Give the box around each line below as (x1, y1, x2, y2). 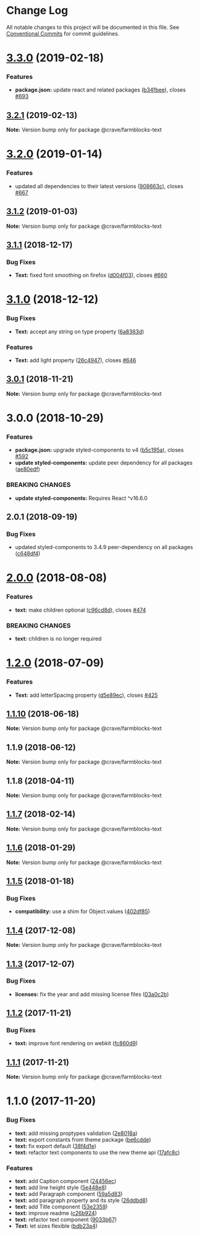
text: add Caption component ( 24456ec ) (14, 1178, 116, 1185)
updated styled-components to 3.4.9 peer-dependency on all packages (14, 544, 194, 551)
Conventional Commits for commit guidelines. (6, 30, 119, 37)
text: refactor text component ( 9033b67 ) (14, 1216, 117, 1224)
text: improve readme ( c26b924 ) (14, 1210, 98, 1217)
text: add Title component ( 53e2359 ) (14, 1203, 108, 1210)
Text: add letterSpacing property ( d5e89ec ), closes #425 (14, 691, 158, 699)
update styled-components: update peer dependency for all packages (14, 459, 193, 467)
